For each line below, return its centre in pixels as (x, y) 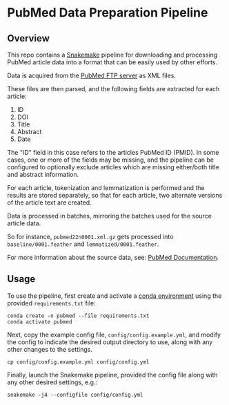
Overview (29, 38)
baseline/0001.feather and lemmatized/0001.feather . (83, 244)
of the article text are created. (49, 202)
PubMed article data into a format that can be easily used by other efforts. (112, 62)
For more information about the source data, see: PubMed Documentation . (113, 257)
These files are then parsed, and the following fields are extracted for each (113, 89)
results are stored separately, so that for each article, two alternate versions (115, 195)
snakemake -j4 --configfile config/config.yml (75, 395)
